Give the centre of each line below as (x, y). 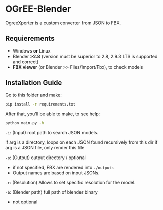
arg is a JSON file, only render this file (45, 148)
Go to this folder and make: (33, 95)
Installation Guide (34, 83)
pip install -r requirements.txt (40, 104)
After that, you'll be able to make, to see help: (53, 114)
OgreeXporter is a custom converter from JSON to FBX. (63, 23)
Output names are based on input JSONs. (56, 173)
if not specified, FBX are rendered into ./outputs (63, 168)
